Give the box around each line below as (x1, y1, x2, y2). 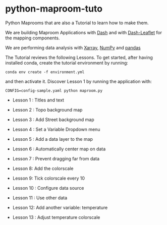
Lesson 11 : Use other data (12, 195, 68, 201)
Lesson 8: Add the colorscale (12, 165, 74, 172)
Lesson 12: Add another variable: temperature (12, 204, 108, 210)
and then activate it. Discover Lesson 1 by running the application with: (5, 78, 152, 84)
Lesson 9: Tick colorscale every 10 (12, 175, 85, 181)
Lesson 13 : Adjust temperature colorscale (12, 214, 100, 220)
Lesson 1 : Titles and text (12, 97, 65, 103)
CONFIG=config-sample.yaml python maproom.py (5, 88, 102, 93)
